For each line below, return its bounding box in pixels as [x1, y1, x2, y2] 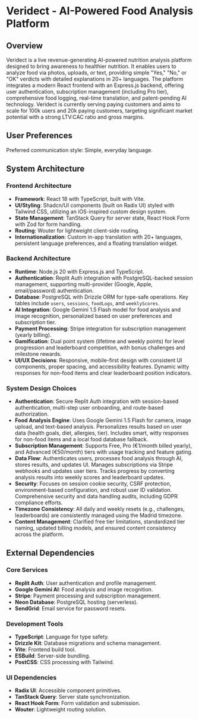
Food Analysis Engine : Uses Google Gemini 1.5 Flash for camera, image [14, 417, 191, 424]
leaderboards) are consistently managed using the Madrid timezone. [14, 512, 183, 519]
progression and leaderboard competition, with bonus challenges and [14, 344, 185, 351]
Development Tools [6, 619, 64, 628]
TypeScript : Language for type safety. [14, 633, 109, 640]
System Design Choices [6, 384, 77, 392]
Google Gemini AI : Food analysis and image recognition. [14, 585, 153, 593]
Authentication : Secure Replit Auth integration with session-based [14, 398, 179, 405]
